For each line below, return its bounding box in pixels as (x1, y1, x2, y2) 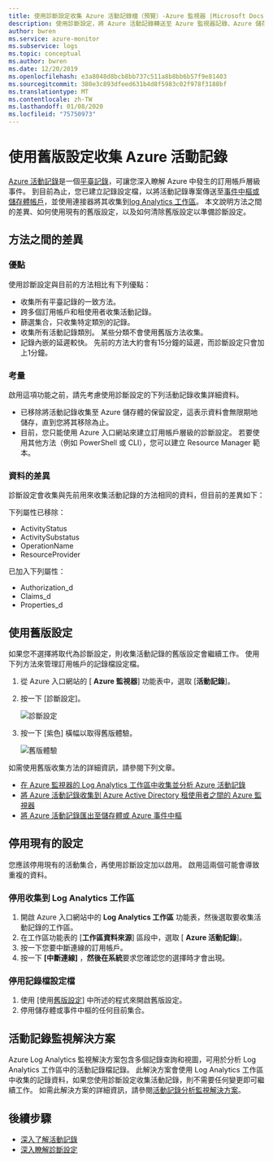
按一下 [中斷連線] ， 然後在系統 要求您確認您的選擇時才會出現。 (19, 953, 230, 963)
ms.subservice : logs (8, 42, 79, 50)
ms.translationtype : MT (8, 87, 89, 96)
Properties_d (19, 600, 63, 610)
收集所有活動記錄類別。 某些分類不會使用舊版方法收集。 (19, 327, 208, 337)
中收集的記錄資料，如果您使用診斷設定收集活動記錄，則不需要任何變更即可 (8, 1075, 258, 1085)
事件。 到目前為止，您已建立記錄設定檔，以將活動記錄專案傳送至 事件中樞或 (8, 186, 260, 196)
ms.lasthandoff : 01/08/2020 (8, 103, 104, 111)
